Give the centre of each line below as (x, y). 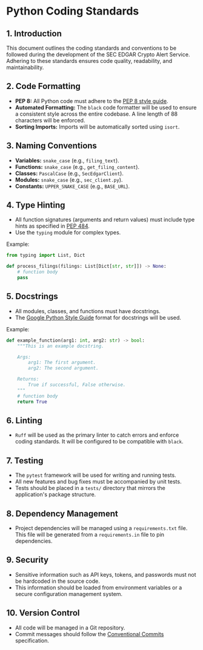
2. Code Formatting (43, 86)
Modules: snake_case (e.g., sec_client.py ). (69, 179)
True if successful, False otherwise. (77, 385)
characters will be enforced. (50, 120)
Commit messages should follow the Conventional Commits (89, 634)
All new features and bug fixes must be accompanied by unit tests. (98, 482)
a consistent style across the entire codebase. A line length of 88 (96, 114)
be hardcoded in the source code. (57, 581)
